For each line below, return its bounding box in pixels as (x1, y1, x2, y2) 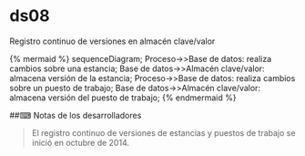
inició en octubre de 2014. (31, 137, 130, 148)
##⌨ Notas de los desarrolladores (9, 109, 142, 120)
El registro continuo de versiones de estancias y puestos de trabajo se (31, 127, 296, 138)
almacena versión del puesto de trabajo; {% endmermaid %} (9, 92, 237, 103)
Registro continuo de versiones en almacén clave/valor (9, 36, 216, 47)
